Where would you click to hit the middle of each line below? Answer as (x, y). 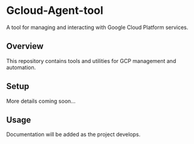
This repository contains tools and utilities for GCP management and (91, 61)
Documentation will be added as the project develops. (73, 134)
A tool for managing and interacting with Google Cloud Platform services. (97, 27)
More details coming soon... (41, 101)
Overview (25, 46)
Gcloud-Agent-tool (55, 11)
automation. (21, 67)
